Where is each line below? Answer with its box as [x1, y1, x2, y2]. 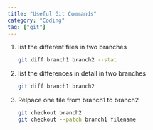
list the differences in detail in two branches [17, 69, 147, 78]
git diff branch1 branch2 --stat [17, 57, 117, 64]
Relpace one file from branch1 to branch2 [17, 96, 139, 105]
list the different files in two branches [17, 43, 127, 52]
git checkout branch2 [17, 110, 82, 117]
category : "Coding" [7, 17, 65, 24]
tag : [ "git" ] [7, 23, 46, 30]
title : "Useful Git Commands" [7, 10, 97, 18]
